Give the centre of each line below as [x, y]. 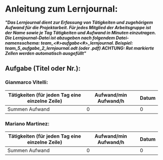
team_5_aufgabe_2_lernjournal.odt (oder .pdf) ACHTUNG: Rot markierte [80, 48]
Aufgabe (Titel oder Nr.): [43, 69]
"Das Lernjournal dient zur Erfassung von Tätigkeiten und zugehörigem [79, 22]
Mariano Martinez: [27, 124]
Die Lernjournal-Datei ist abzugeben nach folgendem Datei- [67, 38]
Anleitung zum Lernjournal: [61, 9]
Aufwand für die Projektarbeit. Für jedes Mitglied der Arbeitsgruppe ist [78, 27]
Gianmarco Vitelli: [27, 82]
